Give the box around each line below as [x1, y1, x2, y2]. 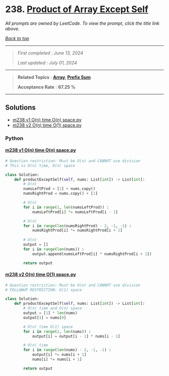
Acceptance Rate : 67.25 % [17, 84, 76, 90]
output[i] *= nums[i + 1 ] [32, 352, 87, 357]
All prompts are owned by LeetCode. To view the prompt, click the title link [5, 20, 160, 26]
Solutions [5, 103, 36, 112]
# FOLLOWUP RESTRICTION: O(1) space [5, 287, 82, 292]
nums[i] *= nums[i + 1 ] [32, 357, 82, 362]
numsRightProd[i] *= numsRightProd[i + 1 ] [32, 228, 123, 233]
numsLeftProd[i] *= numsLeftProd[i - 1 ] [32, 209, 118, 214]
